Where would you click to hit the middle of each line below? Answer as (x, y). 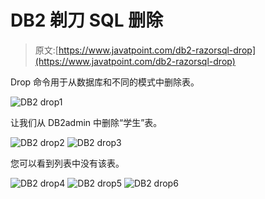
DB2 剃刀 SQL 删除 (87, 20)
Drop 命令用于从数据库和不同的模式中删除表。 (105, 82)
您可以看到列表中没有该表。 (67, 163)
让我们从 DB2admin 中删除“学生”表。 (86, 122)
